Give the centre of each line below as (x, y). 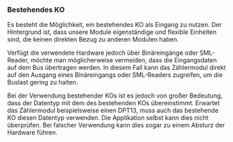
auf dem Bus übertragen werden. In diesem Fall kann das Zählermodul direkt (116, 68)
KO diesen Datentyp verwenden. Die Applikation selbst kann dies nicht (108, 118)
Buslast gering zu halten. (43, 82)
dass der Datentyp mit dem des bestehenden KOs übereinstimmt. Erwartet (113, 103)
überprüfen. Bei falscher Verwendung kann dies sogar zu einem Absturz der (116, 125)
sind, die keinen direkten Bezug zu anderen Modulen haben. (93, 39)
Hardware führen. (32, 132)
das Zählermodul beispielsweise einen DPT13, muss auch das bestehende (113, 110)
